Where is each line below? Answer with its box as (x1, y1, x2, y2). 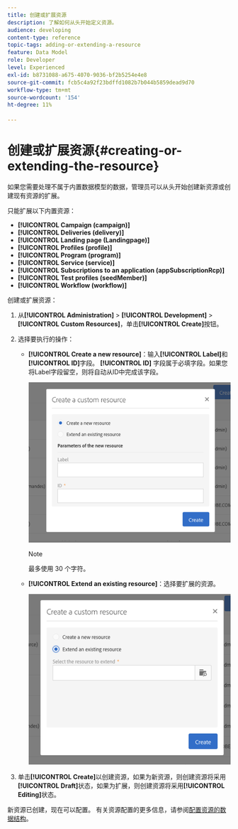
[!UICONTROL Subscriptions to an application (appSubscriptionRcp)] (17, 266, 225, 274)
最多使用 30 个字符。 (28, 564, 90, 573)
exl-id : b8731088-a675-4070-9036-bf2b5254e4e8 (7, 71, 147, 78)
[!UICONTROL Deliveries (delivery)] (17, 228, 125, 237)
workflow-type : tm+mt (7, 86, 72, 94)
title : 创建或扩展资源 (7, 11, 67, 18)
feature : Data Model (7, 49, 69, 56)
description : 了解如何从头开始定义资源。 (7, 18, 118, 26)
